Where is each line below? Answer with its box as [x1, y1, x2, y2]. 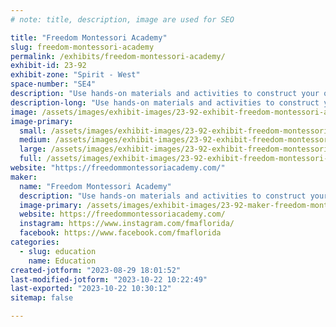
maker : [10, 172, 38, 182]
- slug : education [19, 246, 97, 256]
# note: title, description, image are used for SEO [10, 14, 235, 25]
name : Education [28, 256, 97, 266]
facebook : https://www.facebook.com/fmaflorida [19, 228, 222, 238]
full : [19, 154, 43, 164]
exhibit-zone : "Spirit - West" [10, 70, 141, 80]
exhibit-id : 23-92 [10, 61, 87, 71]
